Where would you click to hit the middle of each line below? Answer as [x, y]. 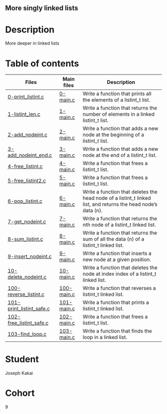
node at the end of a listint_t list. [120, 155]
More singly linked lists [42, 8]
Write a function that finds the [118, 331]
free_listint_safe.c [28, 323]
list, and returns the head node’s [120, 204]
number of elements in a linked [119, 114]
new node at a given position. [117, 259]
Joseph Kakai [19, 373]
